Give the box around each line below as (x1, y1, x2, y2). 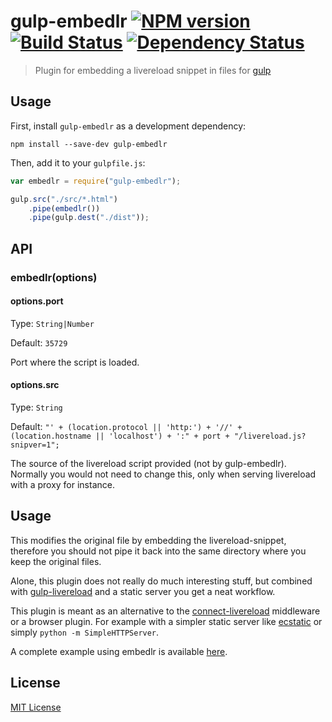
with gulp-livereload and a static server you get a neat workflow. (10, 585, 276, 597)
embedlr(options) (10, 270, 98, 284)
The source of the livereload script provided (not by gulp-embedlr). (10, 457, 287, 469)
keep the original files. (10, 555, 102, 567)
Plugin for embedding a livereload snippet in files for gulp (34, 64, 272, 76)
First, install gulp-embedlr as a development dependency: (10, 120, 247, 132)
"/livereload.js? (233, 431, 307, 441)
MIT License (10, 701, 62, 713)
